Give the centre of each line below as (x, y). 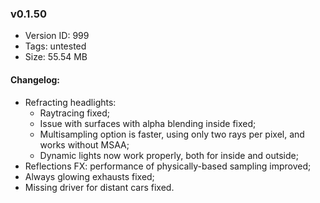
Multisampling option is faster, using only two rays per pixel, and (172, 134)
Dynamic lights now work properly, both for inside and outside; (169, 155)
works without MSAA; (84, 144)
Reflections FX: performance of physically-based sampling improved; (168, 166)
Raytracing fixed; (75, 113)
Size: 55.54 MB (56, 57)
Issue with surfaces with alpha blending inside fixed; (148, 123)
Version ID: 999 (57, 36)
